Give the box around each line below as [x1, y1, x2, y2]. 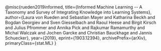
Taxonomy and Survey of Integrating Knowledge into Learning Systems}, [5, 9, 152, 15]
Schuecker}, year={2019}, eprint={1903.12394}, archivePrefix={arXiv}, [5, 35, 147, 41]
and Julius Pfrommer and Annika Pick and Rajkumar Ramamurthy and [5, 25, 145, 31]
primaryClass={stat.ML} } [5, 40, 57, 46]
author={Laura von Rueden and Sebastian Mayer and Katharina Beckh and [5, 15, 156, 20]
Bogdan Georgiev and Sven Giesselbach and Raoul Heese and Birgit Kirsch [5, 19, 157, 25]
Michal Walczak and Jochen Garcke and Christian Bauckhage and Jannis [5, 30, 153, 35]
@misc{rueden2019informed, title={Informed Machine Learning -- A [5, 4, 143, 10]
